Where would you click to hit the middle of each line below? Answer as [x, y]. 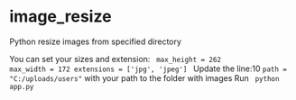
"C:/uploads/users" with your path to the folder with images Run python [144, 77]
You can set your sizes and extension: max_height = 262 [115, 59]
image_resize [60, 17]
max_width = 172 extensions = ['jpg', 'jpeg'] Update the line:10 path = [148, 68]
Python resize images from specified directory [96, 41]
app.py [22, 86]
